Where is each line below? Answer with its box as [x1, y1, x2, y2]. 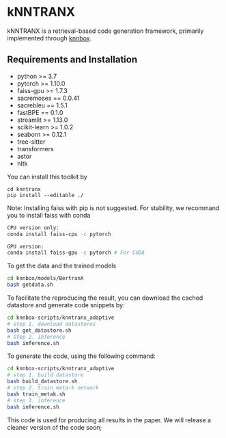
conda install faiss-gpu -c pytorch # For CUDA [7, 249, 145, 257]
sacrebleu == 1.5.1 [16, 101, 68, 109]
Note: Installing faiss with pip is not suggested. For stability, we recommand [7, 203, 220, 212]
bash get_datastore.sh [7, 326, 72, 334]
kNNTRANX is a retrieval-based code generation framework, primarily [7, 27, 204, 35]
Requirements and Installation [7, 54, 138, 66]
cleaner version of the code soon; [7, 423, 102, 431]
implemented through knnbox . [7, 34, 92, 42]
